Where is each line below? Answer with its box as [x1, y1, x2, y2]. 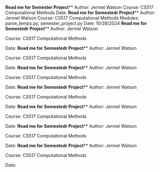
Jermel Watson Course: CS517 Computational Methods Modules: [5, 15, 139, 21]
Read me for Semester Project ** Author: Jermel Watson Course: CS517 [5, 5, 154, 10]
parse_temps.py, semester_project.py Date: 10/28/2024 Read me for [5, 20, 147, 26]
